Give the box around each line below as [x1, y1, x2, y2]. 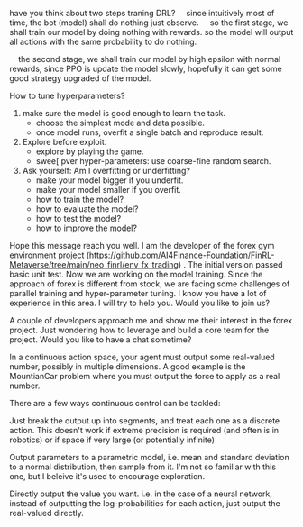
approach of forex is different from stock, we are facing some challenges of [9, 278, 290, 289]
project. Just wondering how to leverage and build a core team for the [9, 324, 270, 335]
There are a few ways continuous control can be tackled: [9, 398, 221, 408]
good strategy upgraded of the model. [9, 73, 151, 84]
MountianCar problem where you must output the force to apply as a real [9, 371, 280, 381]
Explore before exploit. [22, 137, 107, 147]
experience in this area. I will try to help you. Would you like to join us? [9, 297, 271, 308]
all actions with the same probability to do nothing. [9, 36, 197, 47]
